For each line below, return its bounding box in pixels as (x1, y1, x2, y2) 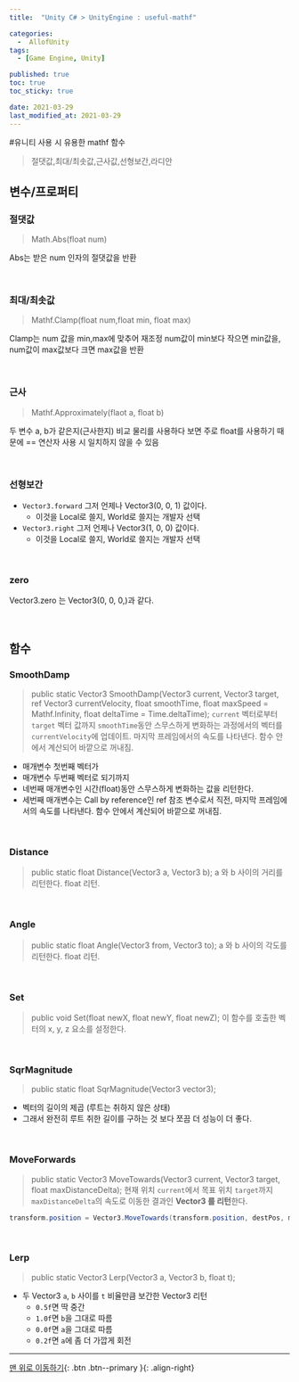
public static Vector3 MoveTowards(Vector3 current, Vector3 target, (30, 1173, 280, 1184)
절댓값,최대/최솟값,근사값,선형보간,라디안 (30, 155, 173, 166)
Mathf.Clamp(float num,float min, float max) (30, 315, 191, 325)
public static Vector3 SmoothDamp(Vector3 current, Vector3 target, (30, 688, 279, 700)
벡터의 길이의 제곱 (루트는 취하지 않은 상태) (21, 1102, 171, 1113)
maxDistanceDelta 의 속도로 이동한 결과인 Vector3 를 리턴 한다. (30, 1196, 248, 1206)
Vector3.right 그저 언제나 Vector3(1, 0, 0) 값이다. (21, 522, 199, 533)
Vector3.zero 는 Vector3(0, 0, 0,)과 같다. (9, 595, 154, 606)
